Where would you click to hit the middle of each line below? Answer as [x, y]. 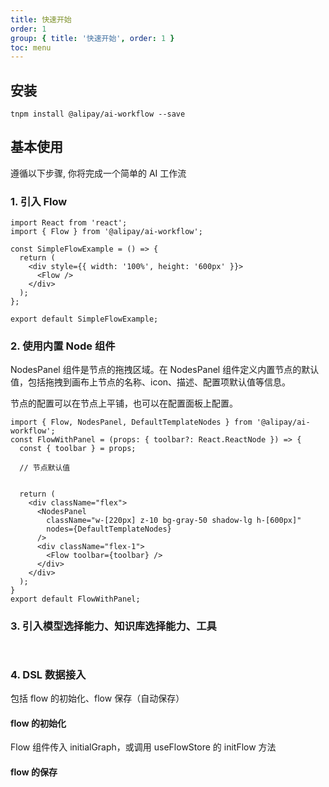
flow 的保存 [34, 772]
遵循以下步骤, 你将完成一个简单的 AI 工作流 [98, 173]
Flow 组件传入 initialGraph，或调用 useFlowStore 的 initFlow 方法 [143, 747]
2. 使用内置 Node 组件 [63, 346]
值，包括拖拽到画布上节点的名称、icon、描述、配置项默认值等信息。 [151, 382]
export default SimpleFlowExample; [84, 319]
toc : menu [31, 47]
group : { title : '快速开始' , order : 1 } [92, 38]
